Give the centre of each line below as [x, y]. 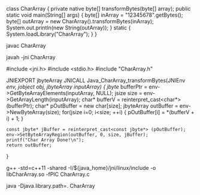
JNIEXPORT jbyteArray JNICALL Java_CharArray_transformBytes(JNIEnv [96, 80]
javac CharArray [26, 45]
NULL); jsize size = [119, 93]
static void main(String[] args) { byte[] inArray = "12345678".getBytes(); [95, 15]
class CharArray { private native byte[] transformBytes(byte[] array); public [99, 9]
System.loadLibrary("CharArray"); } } [52, 34]
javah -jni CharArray [31, 57]
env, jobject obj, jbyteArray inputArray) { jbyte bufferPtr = [77, 87]
